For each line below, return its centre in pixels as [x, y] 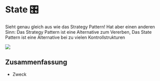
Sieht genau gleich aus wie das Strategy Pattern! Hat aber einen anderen [80, 27]
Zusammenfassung [36, 62]
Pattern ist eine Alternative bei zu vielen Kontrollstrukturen [65, 37]
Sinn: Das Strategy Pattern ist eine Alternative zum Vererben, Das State [78, 32]
